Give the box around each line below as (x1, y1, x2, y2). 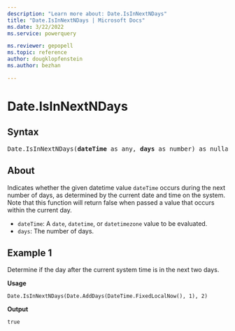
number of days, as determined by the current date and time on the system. (7, 191, 226, 199)
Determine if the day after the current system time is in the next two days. (7, 266, 220, 274)
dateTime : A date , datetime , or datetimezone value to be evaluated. (17, 219, 208, 228)
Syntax (7, 126, 39, 138)
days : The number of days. (17, 227, 94, 235)
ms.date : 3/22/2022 (7, 23, 64, 30)
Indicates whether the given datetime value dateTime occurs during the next (7, 183, 226, 191)
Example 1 (7, 247, 52, 259)
